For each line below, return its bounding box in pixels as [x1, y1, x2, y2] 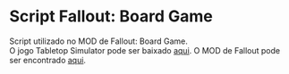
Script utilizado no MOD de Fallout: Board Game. [9, 36, 188, 46]
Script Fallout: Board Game [9, 6, 213, 27]
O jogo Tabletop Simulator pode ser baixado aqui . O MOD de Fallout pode [9, 45, 280, 55]
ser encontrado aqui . [9, 54, 87, 65]
